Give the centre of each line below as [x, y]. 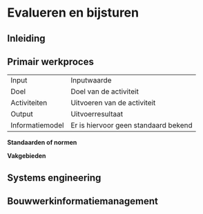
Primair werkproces [51, 61]
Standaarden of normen [42, 143]
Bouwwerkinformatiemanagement [83, 201]
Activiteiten [29, 103]
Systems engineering [54, 178]
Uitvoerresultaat [97, 114]
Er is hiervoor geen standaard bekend [132, 125]
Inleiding [27, 38]
